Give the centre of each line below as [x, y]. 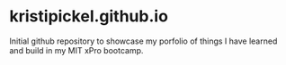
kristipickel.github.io [89, 16]
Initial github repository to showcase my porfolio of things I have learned [143, 41]
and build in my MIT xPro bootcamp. [76, 50]
